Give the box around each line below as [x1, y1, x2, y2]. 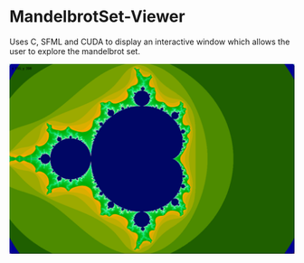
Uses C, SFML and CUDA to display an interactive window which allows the [9, 36, 290, 47]
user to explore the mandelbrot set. [9, 45, 140, 56]
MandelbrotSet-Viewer [9, 6, 185, 27]
